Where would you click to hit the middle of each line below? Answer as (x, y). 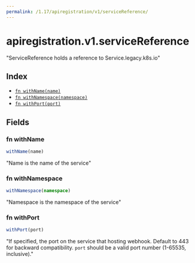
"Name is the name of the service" (49, 163)
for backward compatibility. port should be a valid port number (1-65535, (96, 247)
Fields (18, 122)
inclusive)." (20, 254)
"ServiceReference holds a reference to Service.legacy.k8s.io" (83, 58)
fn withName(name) (38, 91)
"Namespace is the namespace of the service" (64, 202)
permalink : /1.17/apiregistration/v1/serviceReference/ (77, 12)
